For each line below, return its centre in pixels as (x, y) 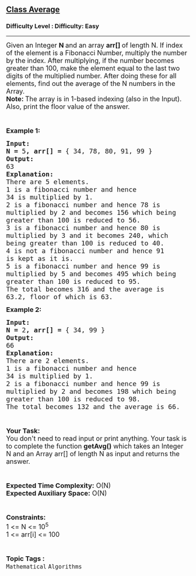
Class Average (33, 10)
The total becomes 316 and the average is (85, 289)
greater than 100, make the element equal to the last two (93, 68)
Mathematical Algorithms (44, 567)
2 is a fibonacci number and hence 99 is (83, 384)
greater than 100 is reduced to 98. (73, 399)
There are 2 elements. (48, 360)
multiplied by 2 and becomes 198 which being (91, 391)
